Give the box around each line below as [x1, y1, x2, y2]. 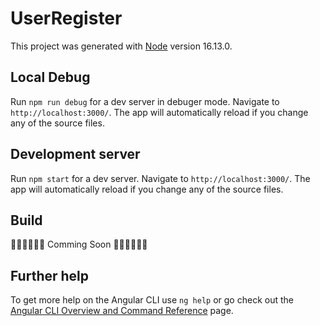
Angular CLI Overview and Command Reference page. [10, 305, 234, 317]
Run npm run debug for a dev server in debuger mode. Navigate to [10, 95, 280, 107]
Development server [10, 146, 141, 163]
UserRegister [10, 7, 123, 30]
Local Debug [10, 69, 91, 86]
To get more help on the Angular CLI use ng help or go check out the [10, 294, 294, 306]
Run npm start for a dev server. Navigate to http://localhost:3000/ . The [10, 172, 311, 184]
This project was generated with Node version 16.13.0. [10, 40, 233, 52]
